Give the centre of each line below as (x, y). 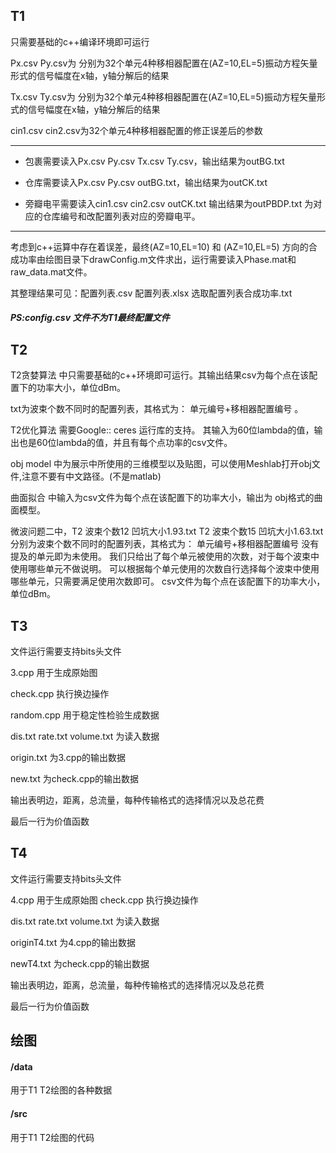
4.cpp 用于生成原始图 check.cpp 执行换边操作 (104, 900)
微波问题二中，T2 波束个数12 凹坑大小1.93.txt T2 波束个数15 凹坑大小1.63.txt (167, 531)
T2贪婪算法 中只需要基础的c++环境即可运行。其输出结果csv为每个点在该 (160, 375)
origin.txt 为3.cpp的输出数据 (68, 758)
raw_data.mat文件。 (51, 271)
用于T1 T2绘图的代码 (52, 1137)
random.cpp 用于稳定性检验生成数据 (85, 715)
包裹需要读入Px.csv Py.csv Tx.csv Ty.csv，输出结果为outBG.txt (154, 161)
